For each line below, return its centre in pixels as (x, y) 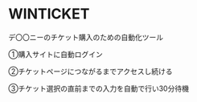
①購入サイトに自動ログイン (55, 54)
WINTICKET (49, 14)
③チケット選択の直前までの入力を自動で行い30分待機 (98, 88)
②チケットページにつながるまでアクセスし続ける (90, 71)
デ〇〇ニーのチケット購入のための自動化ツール (86, 37)
